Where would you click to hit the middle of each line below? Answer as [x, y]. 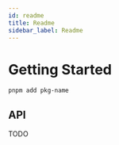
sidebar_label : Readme [46, 30]
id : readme [26, 15]
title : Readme [32, 23]
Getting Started [60, 69]
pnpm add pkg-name [38, 91]
